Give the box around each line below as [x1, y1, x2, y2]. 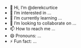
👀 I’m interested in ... [9, 10, 52, 16]
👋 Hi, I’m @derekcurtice [9, 5, 58, 10]
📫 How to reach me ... [9, 26, 55, 31]
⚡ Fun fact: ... [9, 38, 37, 44]
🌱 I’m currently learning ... [9, 15, 62, 21]
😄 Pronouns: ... [9, 33, 42, 39]
